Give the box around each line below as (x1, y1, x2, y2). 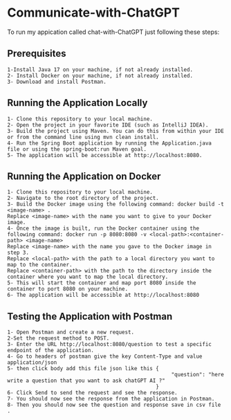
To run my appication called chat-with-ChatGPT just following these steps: (7, 28, 220, 36)
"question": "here (171, 372, 225, 378)
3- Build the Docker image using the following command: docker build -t (7, 201, 225, 208)
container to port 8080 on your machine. (7, 286, 129, 293)
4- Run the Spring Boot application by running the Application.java (7, 140, 212, 147)
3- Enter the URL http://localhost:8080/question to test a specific (7, 341, 212, 348)
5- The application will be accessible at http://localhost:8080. (7, 152, 203, 158)
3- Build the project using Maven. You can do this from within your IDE (7, 127, 225, 134)
